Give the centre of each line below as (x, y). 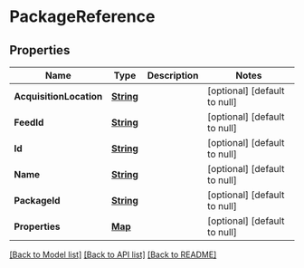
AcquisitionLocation (58, 96)
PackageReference (82, 17)
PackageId (37, 201)
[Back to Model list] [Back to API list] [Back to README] (113, 254)
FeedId (29, 122)
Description (173, 76)
